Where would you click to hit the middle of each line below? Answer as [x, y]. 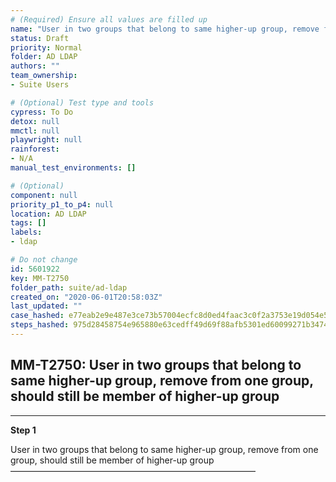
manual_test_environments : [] [73, 168]
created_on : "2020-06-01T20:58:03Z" [86, 297]
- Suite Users [40, 85]
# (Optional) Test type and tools [82, 102]
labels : [26, 232]
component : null [44, 195]
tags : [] [28, 223]
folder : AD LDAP [44, 57]
